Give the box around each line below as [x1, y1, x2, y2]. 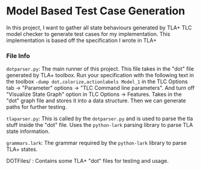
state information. [6, 127, 50, 135]
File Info [6, 51, 31, 60]
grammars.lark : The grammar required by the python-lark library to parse [6, 139, 187, 147]
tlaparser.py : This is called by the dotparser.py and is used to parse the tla [6, 115, 193, 122]
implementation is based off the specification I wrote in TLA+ [6, 37, 157, 44]
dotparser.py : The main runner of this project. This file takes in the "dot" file [6, 65, 194, 72]
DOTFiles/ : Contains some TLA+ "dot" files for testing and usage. [6, 157, 169, 165]
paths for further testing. [6, 104, 67, 111]
